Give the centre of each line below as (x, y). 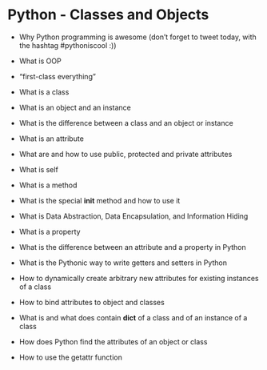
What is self (39, 169)
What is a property (50, 231)
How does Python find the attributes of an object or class (113, 341)
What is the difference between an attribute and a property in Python (133, 247)
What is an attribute (52, 139)
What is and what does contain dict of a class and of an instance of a (133, 317)
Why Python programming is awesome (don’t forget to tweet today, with (137, 37)
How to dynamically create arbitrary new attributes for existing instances (139, 278)
